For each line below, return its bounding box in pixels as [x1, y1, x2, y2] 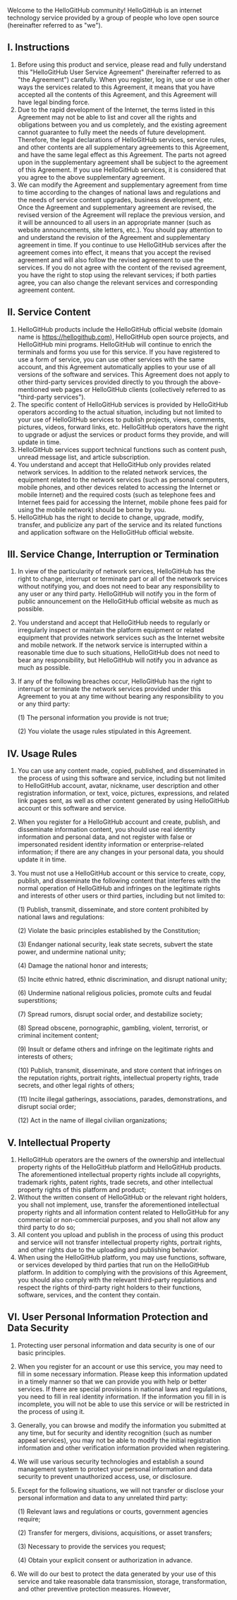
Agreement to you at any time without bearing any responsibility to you [17, 692, 224, 701]
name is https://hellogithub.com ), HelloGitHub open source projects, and [17, 332, 229, 341]
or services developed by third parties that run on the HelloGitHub [17, 1260, 209, 1269]
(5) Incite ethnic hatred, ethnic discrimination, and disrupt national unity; [17, 975, 227, 984]
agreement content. [17, 286, 75, 294]
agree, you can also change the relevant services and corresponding [17, 278, 218, 286]
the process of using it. [17, 1407, 85, 1415]
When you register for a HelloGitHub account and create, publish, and [17, 818, 221, 826]
